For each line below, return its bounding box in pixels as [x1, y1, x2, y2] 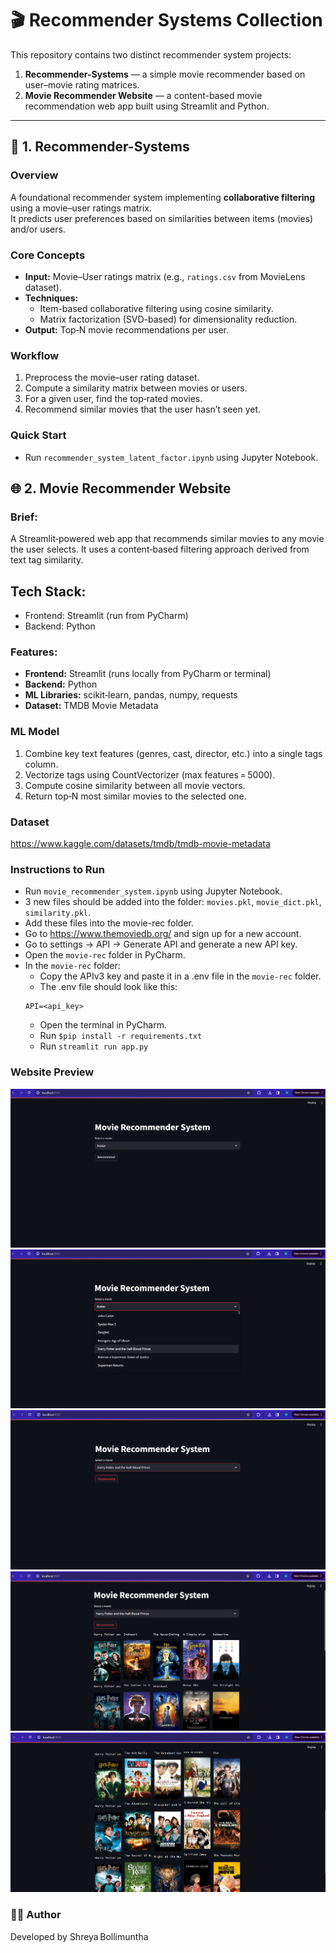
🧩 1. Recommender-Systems [10, 138, 190, 156]
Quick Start [10, 428, 67, 442]
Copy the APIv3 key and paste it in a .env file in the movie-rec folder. [39, 970, 322, 982]
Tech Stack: [10, 583, 87, 600]
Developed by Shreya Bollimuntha [10, 1930, 149, 1942]
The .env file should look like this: [39, 981, 178, 993]
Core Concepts [10, 248, 86, 262]
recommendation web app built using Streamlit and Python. [24, 100, 270, 112]
